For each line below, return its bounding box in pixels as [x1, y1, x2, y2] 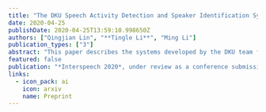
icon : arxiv [22, 84, 62, 93]
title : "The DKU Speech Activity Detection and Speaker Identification [8, 11, 249, 20]
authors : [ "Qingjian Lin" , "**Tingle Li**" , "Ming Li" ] [8, 33, 196, 42]
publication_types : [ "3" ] [8, 41, 93, 49]
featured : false [8, 56, 62, 64]
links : [8, 70, 30, 78]
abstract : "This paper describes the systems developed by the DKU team [8, 48, 253, 56]
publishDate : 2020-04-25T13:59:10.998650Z [8, 26, 150, 34]
